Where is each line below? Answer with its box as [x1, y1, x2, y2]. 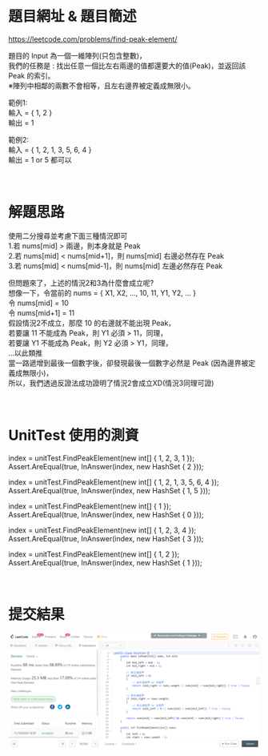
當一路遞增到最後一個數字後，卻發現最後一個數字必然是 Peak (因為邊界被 [8, 358, 249, 368]
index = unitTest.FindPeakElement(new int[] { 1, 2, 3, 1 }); [8, 453, 194, 463]
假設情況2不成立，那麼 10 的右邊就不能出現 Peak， [8, 318, 176, 328]
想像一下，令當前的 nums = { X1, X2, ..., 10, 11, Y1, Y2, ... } [8, 288, 197, 297]
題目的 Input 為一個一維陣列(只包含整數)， [8, 50, 146, 60]
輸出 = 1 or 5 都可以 [8, 155, 72, 164]
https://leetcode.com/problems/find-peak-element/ [8, 34, 178, 44]
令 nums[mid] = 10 [8, 298, 70, 308]
